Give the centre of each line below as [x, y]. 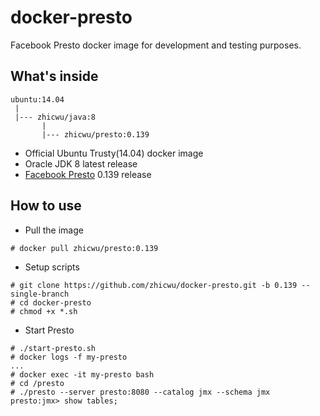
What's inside [54, 76]
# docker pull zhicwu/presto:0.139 [84, 248]
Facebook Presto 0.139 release [88, 174]
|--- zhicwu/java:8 [55, 117]
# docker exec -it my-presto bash [82, 374]
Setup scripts [52, 267]
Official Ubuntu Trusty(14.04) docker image [114, 153]
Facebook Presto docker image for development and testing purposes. [156, 45]
